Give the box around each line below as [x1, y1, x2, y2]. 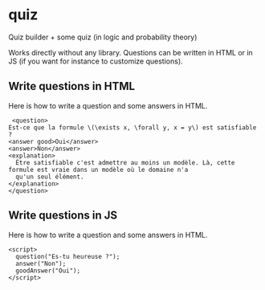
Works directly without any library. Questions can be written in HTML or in [8, 47, 253, 57]
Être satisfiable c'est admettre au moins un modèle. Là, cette [15, 158, 235, 166]
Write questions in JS [8, 209, 118, 223]
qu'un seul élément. [15, 173, 84, 181]
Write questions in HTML [8, 80, 135, 93]
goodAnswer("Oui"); [15, 267, 81, 275]
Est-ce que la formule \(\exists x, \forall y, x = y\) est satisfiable [8, 123, 257, 132]
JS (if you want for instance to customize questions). [8, 56, 183, 66]
